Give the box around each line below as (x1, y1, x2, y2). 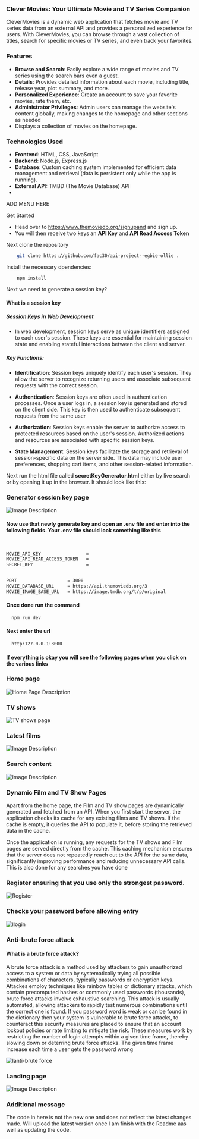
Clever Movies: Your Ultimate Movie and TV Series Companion (6, 5, 191, 13)
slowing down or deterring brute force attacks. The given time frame (6, 1039, 174, 1046)
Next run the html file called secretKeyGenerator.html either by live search (6, 472, 191, 479)
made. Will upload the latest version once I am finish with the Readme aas (6, 1120, 187, 1127)
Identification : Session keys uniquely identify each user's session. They (14, 369, 192, 376)
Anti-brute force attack (6, 936, 74, 944)
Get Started (6, 212, 34, 219)
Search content (6, 760, 52, 768)
